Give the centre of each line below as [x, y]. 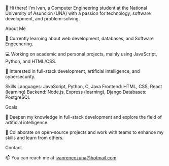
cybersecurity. [20, 77]
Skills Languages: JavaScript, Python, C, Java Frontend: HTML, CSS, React [84, 86]
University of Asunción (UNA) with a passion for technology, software [78, 13]
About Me [16, 29]
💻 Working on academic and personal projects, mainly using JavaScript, [81, 54]
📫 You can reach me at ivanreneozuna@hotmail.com [61, 158]
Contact [13, 147]
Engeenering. [19, 44]
